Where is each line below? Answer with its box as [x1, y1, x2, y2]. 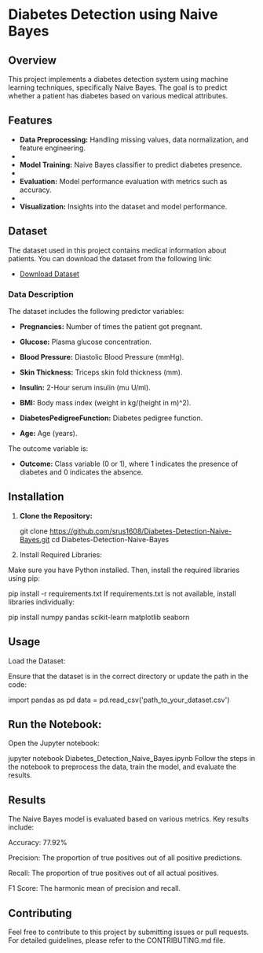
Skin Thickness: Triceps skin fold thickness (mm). [19, 368, 183, 377]
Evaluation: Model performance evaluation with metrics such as [19, 176, 228, 186]
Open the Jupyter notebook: [8, 738, 100, 748]
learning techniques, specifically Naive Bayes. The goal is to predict [8, 83, 228, 92]
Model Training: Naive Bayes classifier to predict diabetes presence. [19, 160, 243, 169]
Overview [8, 54, 57, 67]
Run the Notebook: [8, 718, 102, 731]
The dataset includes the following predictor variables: [8, 306, 184, 316]
